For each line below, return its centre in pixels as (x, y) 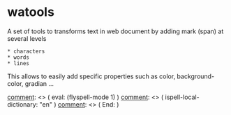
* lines (18, 63)
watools (31, 12)
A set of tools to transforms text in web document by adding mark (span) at (115, 31)
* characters (26, 51)
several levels (27, 38)
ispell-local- (182, 97)
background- (196, 76)
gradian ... (39, 83)
